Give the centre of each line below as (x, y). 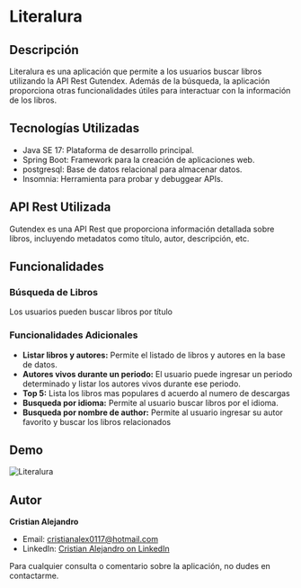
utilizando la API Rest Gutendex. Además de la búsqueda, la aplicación (140, 81)
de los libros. (33, 100)
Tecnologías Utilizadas (75, 128)
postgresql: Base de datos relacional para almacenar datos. (132, 169)
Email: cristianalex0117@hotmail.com (90, 539)
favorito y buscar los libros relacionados (97, 421)
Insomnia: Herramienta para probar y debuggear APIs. (123, 178)
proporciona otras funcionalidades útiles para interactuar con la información (150, 90)
